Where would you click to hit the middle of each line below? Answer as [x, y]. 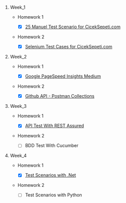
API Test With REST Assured [54, 126]
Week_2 [18, 57]
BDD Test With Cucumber [52, 146]
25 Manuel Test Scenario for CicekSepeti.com [73, 27]
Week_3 [18, 106]
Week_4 [18, 156]
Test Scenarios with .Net [51, 175]
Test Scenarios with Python [53, 195]
